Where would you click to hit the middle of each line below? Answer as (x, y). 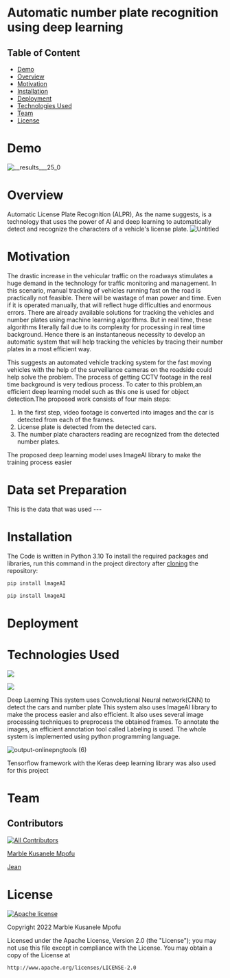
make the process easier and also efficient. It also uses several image (105, 714)
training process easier (39, 462)
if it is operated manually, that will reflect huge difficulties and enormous (109, 305)
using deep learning (65, 27)
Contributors (35, 823)
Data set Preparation (67, 490)
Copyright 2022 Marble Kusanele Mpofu (64, 927)
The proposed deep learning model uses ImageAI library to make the (104, 455)
